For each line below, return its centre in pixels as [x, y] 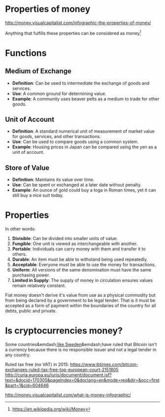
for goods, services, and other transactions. [56, 137]
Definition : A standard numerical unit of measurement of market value [83, 131]
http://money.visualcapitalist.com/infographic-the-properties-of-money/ [78, 23]
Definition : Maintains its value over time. [53, 180]
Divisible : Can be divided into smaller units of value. [65, 239]
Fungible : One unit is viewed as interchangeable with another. [75, 244]
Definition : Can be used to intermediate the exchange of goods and [81, 83]
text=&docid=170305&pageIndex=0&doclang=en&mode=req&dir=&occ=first [82, 380]
